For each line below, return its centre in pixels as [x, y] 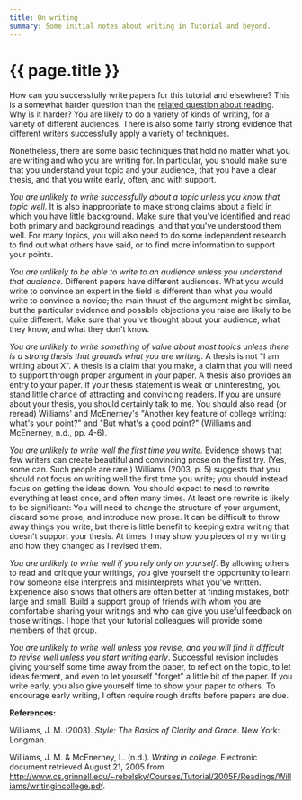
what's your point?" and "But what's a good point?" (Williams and [130, 423]
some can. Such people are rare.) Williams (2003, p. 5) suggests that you [145, 470]
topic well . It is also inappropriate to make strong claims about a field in [141, 207]
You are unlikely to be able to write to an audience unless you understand [146, 272]
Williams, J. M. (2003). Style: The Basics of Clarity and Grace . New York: [145, 731]
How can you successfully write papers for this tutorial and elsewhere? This [150, 95]
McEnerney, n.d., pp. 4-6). [58, 433]
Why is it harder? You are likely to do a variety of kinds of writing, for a [139, 114]
